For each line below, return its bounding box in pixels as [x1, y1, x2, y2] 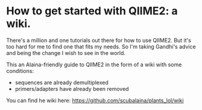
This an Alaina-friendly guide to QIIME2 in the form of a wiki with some [6, 61, 182, 68]
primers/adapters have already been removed [14, 85, 129, 92]
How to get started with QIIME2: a [6, 4, 178, 18]
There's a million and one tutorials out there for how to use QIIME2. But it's [6, 36, 192, 44]
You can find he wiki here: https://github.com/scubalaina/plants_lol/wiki [6, 97, 184, 104]
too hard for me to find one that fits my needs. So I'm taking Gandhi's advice [6, 43, 196, 50]
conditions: [6, 67, 34, 74]
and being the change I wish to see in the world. [6, 49, 125, 56]
